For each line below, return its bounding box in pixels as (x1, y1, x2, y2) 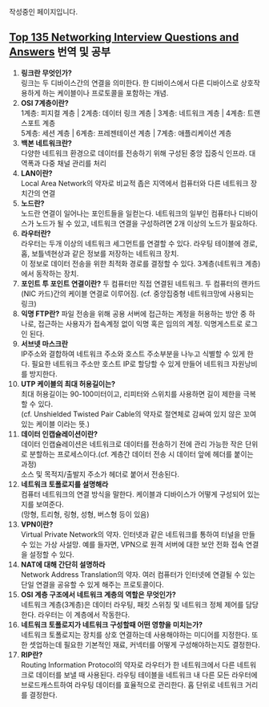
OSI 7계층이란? (20, 98, 69, 108)
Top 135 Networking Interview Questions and (9, 30, 239, 44)
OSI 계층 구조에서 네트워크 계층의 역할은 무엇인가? (20, 589, 177, 599)
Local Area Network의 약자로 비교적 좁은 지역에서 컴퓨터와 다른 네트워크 (20, 178, 249, 188)
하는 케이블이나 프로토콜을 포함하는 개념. (42, 87, 169, 98)
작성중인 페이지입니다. (9, 7, 78, 16)
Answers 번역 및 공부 (9, 45, 111, 59)
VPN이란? (20, 519, 54, 529)
